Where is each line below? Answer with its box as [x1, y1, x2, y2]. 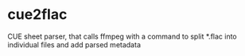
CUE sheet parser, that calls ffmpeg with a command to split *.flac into [7, 32, 237, 41]
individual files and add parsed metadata [7, 39, 141, 49]
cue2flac [7, 6, 68, 24]
